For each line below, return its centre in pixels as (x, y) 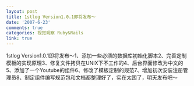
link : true (19, 38)
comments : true (24, 28)
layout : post (22, 11)
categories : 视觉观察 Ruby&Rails (45, 33)
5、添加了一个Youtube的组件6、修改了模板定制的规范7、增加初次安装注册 (95, 70)
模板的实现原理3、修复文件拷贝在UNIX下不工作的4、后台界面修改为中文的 (95, 63)
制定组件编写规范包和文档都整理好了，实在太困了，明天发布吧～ (101, 77)
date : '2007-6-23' (28, 22)
